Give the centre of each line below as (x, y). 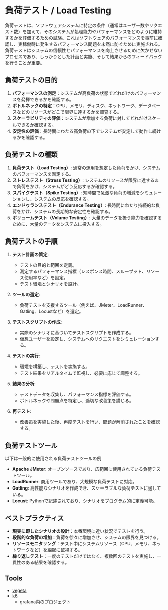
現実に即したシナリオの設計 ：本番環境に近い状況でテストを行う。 (80, 531)
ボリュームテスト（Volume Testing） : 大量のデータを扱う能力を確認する (87, 218)
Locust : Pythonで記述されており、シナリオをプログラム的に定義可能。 (85, 501)
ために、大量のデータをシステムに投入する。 (58, 224)
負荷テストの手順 (31, 241)
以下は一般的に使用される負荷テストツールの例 (53, 459)
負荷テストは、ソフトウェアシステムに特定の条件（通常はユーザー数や (77, 25)
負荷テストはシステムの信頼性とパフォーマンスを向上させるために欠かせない (84, 50)
